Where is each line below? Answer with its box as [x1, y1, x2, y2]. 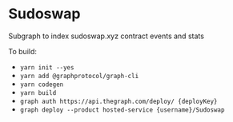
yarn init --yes [19, 63, 74, 72]
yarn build [19, 89, 57, 96]
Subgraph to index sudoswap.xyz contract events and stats [8, 31, 204, 41]
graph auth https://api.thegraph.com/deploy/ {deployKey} [19, 97, 218, 105]
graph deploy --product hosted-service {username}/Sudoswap [19, 105, 225, 114]
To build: [8, 46, 38, 56]
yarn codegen [19, 81, 64, 89]
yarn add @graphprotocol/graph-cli [19, 72, 139, 80]
